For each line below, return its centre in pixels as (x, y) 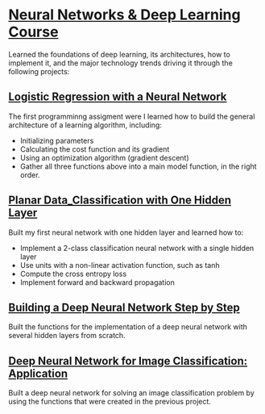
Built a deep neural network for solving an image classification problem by (132, 393)
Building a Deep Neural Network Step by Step (124, 307)
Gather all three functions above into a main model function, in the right (138, 166)
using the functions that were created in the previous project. (110, 402)
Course (33, 32)
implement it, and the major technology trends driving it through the (121, 63)
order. (30, 174)
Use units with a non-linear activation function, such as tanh (120, 265)
